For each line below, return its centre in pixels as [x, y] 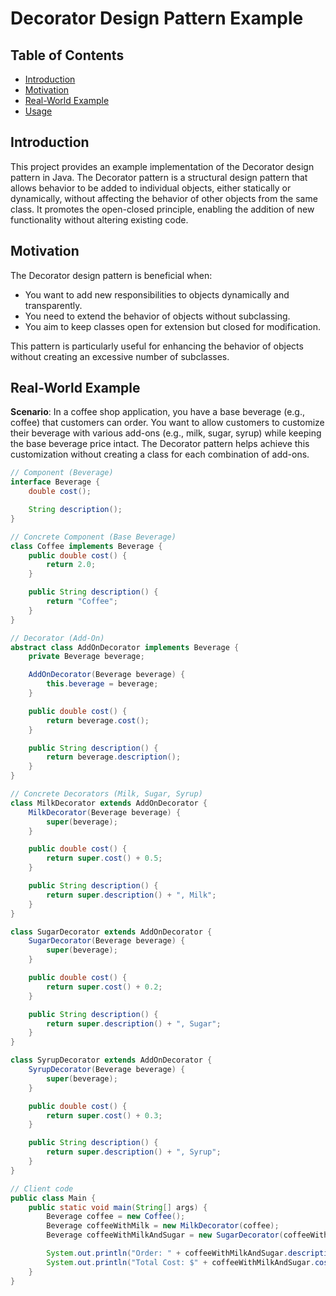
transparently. [53, 305]
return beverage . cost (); [98, 720]
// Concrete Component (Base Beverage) [93, 537]
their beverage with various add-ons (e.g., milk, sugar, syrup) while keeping [166, 433]
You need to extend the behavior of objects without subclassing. [157, 316]
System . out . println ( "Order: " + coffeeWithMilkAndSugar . [167, 1253]
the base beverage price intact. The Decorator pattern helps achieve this [160, 444]
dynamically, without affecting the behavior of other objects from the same [164, 198]
